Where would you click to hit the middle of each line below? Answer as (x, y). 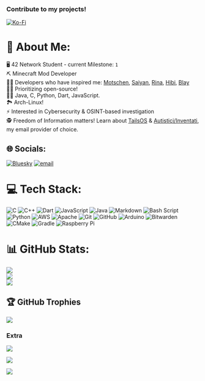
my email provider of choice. (42, 130)
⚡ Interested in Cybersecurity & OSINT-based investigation (80, 111)
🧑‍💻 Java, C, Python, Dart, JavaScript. (53, 95)
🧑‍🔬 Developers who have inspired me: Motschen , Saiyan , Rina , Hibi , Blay (98, 83)
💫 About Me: (39, 47)
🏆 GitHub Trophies (44, 302)
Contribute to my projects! (47, 9)
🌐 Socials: (26, 149)
